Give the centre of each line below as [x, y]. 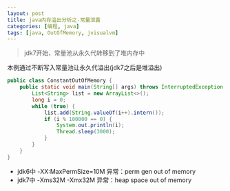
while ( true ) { [54, 106]
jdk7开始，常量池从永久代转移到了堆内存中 [84, 53]
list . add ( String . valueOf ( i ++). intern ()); [104, 113]
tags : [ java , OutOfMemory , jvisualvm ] [63, 33]
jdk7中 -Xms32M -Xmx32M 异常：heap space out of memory [104, 180]
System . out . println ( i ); [91, 125]
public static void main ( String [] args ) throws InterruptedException [122, 87]
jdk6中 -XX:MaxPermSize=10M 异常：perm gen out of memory [106, 171]
